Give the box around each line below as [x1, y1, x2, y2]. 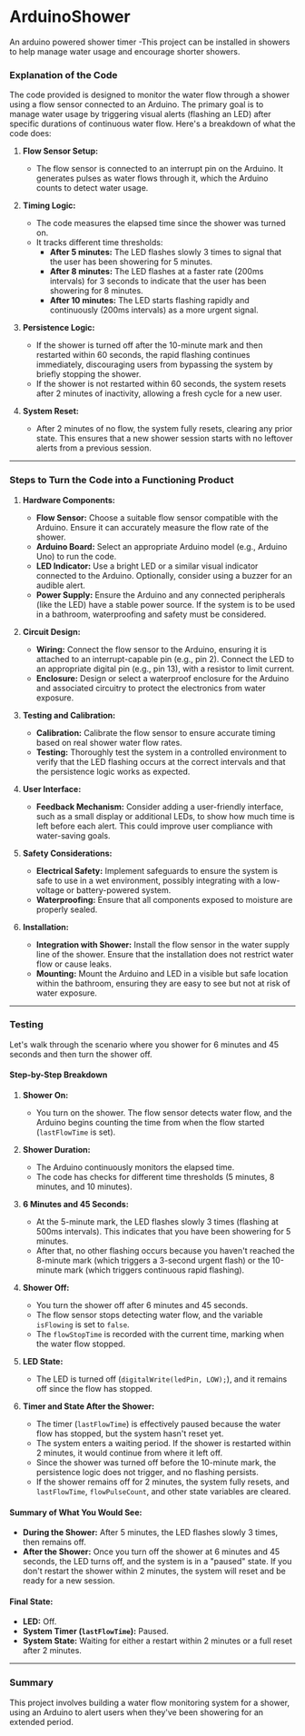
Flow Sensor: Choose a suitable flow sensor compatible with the [35, 511, 279, 523]
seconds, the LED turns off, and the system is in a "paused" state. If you [22, 1556, 292, 1567]
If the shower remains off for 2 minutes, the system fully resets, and [35, 1476, 290, 1487]
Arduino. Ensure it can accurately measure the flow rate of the [35, 521, 270, 532]
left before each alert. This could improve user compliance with [35, 820, 273, 831]
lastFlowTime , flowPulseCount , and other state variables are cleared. [35, 1486, 291, 1497]
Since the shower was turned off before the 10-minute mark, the [35, 1457, 277, 1468]
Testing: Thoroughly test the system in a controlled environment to [35, 747, 288, 758]
